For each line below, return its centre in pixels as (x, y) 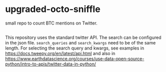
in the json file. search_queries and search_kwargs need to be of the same (81, 43)
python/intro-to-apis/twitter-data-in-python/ (51, 64)
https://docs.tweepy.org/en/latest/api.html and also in (60, 53)
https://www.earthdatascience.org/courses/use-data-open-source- (75, 59)
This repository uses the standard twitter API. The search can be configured (83, 37)
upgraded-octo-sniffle (53, 9)
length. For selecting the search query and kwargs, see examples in (75, 48)
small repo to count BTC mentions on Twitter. (51, 23)
